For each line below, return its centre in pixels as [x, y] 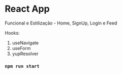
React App [27, 9]
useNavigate [25, 43]
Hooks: [12, 33]
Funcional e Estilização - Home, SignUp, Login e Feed [61, 23]
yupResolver [25, 54]
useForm [21, 48]
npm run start [22, 66]
